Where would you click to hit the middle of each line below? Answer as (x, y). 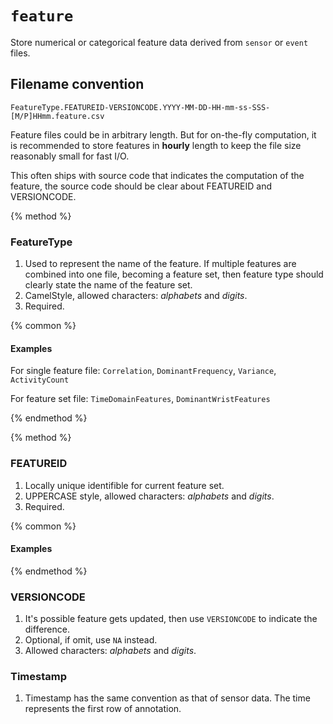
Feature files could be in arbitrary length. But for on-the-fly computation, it (163, 134)
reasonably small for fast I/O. (70, 156)
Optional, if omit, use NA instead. (91, 640)
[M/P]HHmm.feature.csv (57, 116)
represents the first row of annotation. (103, 709)
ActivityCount (40, 380)
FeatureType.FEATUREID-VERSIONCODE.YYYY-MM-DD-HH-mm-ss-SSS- (140, 107)
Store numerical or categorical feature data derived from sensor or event (159, 42)
